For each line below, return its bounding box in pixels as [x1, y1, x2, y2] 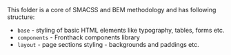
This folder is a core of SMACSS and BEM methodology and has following [7, 6, 217, 14]
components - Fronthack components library [17, 33, 140, 41]
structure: [7, 13, 35, 21]
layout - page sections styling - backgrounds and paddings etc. [17, 41, 199, 48]
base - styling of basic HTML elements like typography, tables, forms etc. [17, 26, 225, 34]
